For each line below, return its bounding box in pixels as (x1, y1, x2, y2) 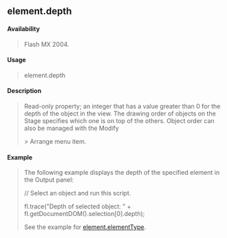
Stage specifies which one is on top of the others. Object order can (23, 117, 215, 125)
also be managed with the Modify (23, 124, 119, 132)
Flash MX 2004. (23, 40, 69, 48)
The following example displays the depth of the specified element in (23, 169, 220, 177)
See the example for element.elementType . (23, 223, 147, 231)
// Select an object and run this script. (23, 189, 131, 197)
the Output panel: (23, 175, 74, 184)
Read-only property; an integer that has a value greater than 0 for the (23, 102, 221, 110)
